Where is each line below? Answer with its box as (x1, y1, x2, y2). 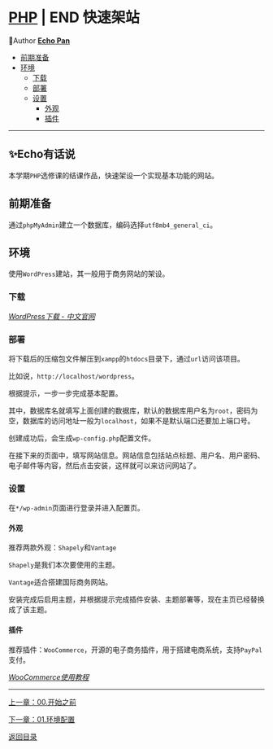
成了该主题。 (8, 605, 51, 615)
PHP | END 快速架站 (8, 8, 141, 27)
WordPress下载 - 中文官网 (8, 311, 96, 321)
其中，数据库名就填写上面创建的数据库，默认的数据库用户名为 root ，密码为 (8, 405, 258, 415)
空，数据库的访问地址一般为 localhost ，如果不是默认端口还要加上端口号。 (8, 415, 255, 425)
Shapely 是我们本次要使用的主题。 (8, 560, 120, 570)
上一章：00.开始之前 (8, 697, 77, 707)
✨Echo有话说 (8, 147, 76, 161)
